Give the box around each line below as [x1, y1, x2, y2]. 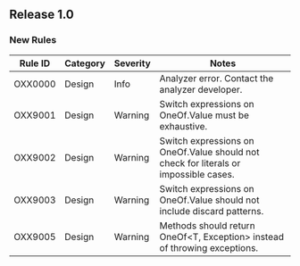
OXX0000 [13, 78, 56, 90]
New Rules [9, 34, 57, 46]
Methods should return [159, 219, 256, 231]
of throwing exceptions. [159, 241, 259, 254]
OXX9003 [13, 194, 56, 206]
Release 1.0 [9, 7, 74, 22]
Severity [113, 57, 152, 70]
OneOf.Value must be [159, 109, 250, 121]
